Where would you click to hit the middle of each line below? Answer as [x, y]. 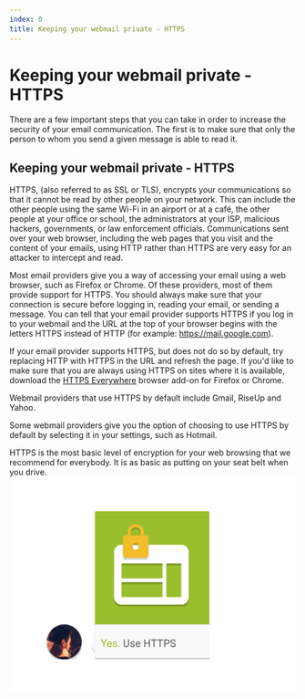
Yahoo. [23, 408]
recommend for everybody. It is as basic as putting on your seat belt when [149, 463]
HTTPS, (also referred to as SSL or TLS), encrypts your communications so [150, 190]
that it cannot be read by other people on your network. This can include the [152, 200]
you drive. [28, 472]
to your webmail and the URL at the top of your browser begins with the [143, 324]
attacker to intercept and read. [66, 258]
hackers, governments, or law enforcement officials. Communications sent [149, 229]
